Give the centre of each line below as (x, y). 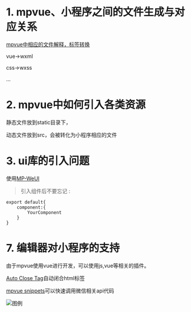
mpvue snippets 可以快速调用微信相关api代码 (60, 291)
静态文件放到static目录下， (39, 122)
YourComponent (45, 212)
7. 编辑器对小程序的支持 (63, 248)
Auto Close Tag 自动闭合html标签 (46, 278)
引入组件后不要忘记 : (45, 191)
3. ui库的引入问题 (48, 161)
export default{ (26, 202)
